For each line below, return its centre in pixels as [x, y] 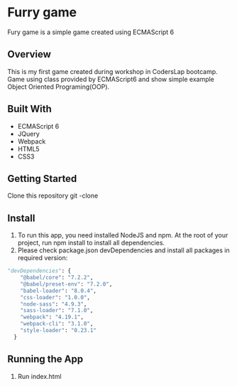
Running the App [45, 359]
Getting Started [42, 178]
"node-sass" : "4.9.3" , [54, 304]
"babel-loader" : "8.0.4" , [59, 291]
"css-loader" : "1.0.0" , [55, 297]
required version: [43, 258]
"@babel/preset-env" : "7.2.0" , [66, 284]
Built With [29, 109]
